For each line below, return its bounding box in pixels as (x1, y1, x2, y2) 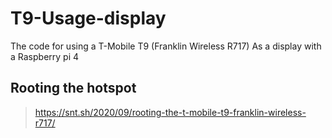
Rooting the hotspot (10, 80, 137, 97)
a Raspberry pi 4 (10, 50, 80, 62)
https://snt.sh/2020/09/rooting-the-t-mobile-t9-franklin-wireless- (34, 106, 307, 118)
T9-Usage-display (10, 7, 167, 30)
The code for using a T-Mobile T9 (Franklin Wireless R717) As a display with (10, 40, 322, 52)
